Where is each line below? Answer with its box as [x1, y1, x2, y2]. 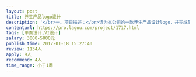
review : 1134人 [6, 46, 42, 52]
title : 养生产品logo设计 [6, 14, 61, 20]
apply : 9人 [6, 52, 32, 57]
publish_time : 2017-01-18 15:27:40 [6, 41, 93, 47]
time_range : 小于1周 [6, 62, 54, 68]
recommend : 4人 [6, 57, 42, 63]
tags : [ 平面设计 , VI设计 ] [6, 30, 61, 36]
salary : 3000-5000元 [6, 35, 55, 41]
